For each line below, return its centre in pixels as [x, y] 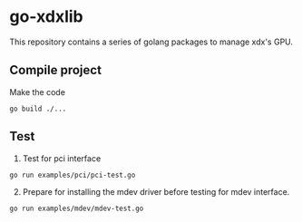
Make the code [38, 92]
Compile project [56, 70]
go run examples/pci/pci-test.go [73, 175]
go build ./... [38, 109]
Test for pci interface [62, 158]
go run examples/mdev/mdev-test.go [77, 208]
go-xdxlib [46, 17]
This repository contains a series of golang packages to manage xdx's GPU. [151, 42]
